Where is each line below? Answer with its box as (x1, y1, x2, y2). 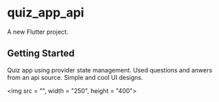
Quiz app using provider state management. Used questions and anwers (7, 65, 213, 74)
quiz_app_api (7, 5, 85, 21)
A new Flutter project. (7, 28, 69, 36)
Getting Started (7, 48, 75, 59)
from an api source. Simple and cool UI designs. (7, 73, 143, 81)
